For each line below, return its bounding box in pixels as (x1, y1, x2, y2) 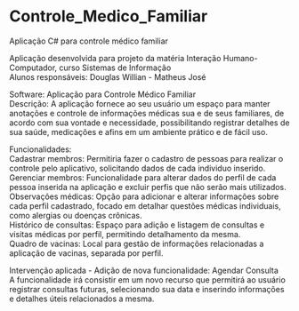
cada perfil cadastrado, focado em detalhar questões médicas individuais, (9, 200, 282, 211)
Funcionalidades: (9, 144, 72, 155)
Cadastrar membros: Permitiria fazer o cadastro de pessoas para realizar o (9, 153, 284, 163)
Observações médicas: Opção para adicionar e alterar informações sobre (9, 191, 279, 202)
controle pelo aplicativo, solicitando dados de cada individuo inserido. (9, 163, 266, 173)
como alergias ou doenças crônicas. (9, 210, 142, 220)
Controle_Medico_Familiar (9, 6, 208, 27)
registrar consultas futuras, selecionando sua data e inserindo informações (9, 283, 285, 294)
